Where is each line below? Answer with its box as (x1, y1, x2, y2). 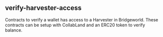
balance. (5, 27, 23, 33)
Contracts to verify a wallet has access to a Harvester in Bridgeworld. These (5, 17, 159, 22)
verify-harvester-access (5, 4, 82, 12)
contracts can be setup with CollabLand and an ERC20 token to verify (5, 22, 145, 28)
